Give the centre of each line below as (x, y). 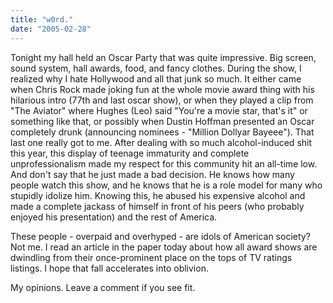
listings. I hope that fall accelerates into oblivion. (109, 268)
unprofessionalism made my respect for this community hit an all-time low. (164, 163)
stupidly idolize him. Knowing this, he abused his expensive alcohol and (158, 195)
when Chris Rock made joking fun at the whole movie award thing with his (162, 89)
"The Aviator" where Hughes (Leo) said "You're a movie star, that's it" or (159, 110)
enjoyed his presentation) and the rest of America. (114, 217)
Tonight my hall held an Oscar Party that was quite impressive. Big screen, (163, 57)
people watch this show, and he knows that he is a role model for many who (166, 185)
